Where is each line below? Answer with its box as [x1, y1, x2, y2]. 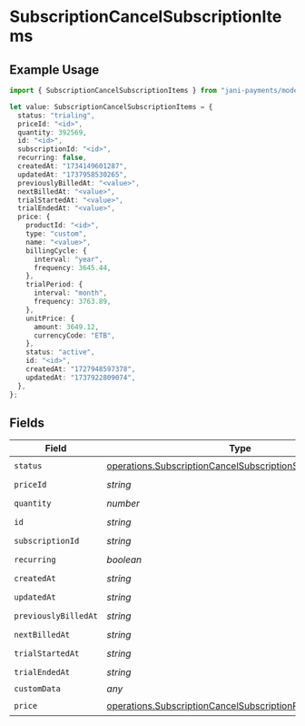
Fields [9, 415, 45, 430]
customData [14, 684, 61, 694]
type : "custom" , [25, 229, 88, 238]
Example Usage [9, 62, 100, 77]
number [106, 497, 141, 509]
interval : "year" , [33, 255, 103, 264]
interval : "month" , [33, 288, 107, 297]
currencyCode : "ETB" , [33, 330, 116, 340]
